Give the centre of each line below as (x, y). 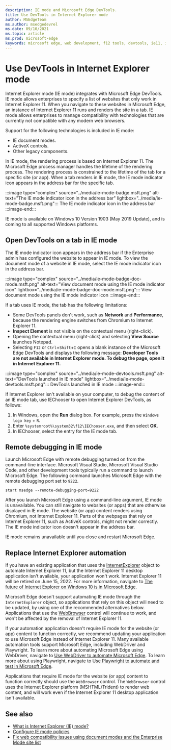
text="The (16, 198)
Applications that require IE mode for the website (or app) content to (77, 676)
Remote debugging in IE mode (54, 447)
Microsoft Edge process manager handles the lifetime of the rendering (79, 166)
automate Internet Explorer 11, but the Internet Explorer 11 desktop (74, 571)
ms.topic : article (25, 34)
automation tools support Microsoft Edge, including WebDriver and (75, 645)
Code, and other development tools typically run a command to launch (79, 470)
